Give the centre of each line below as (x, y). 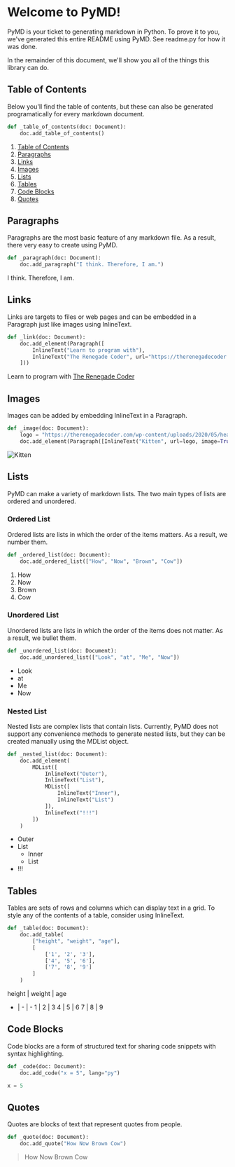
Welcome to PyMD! (64, 12)
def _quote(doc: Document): (48, 1137)
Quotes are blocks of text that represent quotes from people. (95, 1124)
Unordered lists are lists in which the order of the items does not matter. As (115, 630)
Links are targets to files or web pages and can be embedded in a (102, 317)
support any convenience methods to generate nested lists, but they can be (116, 734)
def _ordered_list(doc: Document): (59, 554)
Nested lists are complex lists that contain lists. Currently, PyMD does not (113, 726)
